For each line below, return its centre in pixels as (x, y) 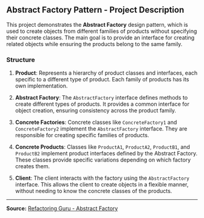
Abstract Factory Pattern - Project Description (95, 10)
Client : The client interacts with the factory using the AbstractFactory (102, 178)
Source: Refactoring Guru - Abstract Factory (62, 208)
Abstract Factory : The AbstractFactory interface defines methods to (101, 98)
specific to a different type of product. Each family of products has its (102, 80)
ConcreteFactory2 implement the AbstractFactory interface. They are (101, 129)
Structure (21, 60)
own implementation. (41, 86)
